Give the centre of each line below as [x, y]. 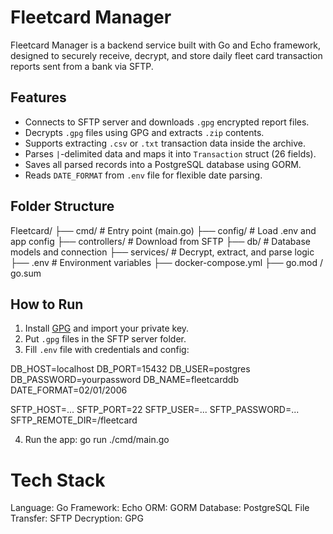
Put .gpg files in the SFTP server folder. [105, 339]
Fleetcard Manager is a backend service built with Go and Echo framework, [166, 45]
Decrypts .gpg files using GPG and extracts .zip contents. [144, 132]
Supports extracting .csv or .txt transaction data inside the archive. [165, 143]
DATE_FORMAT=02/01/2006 [69, 390]
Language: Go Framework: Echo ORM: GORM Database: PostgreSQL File [160, 508]
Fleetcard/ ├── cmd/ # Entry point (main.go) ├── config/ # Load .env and [163, 230]
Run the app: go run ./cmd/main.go [97, 440]
